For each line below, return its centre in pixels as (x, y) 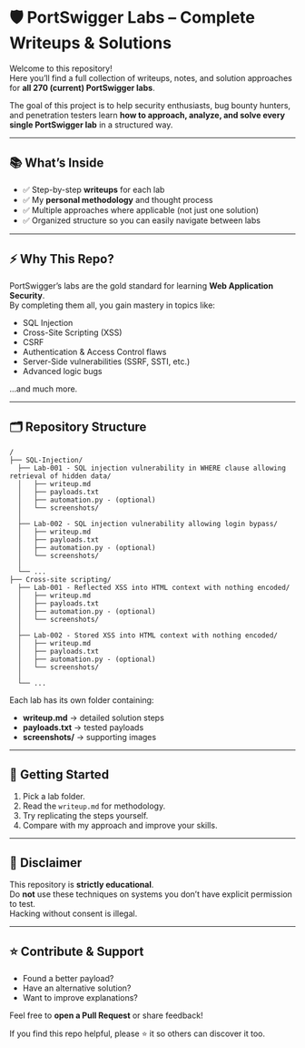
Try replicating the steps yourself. (85, 816)
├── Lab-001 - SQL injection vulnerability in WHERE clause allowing (152, 468)
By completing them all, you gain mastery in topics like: (113, 305)
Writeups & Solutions (91, 43)
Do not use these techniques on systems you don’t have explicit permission (151, 894)
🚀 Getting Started (59, 774)
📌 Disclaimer (46, 863)
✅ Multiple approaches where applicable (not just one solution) (141, 209)
